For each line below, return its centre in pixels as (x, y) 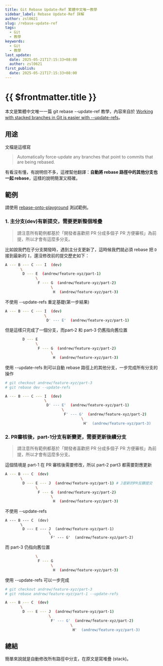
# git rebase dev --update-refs (38, 387)
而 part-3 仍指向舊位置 (27, 547)
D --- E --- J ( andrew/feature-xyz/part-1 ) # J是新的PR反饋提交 (88, 483)
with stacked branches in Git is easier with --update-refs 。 (64, 117)
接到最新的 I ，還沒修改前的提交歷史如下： (47, 255)
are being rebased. (36, 162)
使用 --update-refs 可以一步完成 (37, 580)
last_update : (18, 55)
